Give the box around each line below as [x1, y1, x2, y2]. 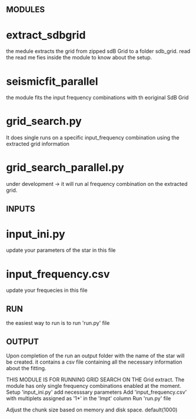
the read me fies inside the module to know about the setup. [6, 54, 152, 61]
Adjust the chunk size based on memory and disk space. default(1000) [6, 406, 178, 414]
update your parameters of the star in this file [6, 247, 116, 254]
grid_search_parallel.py [6, 161, 125, 174]
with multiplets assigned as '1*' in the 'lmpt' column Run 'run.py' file [6, 395, 171, 402]
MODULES [6, 5, 45, 15]
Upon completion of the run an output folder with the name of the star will [6, 353, 185, 360]
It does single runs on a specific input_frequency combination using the [6, 134, 180, 141]
